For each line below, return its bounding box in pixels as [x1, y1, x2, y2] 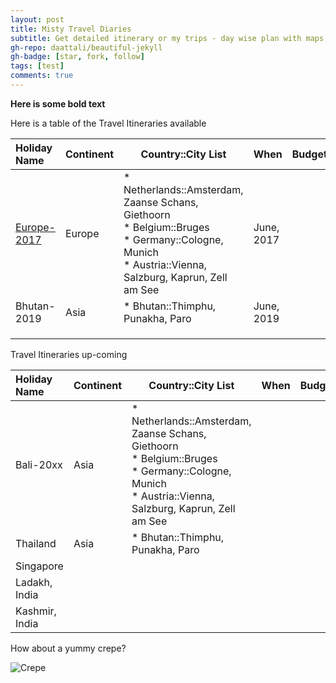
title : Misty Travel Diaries [10, 24, 132, 34]
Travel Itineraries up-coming [10, 348, 128, 360]
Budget [291, 147, 328, 161]
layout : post [10, 14, 65, 25]
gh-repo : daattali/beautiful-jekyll [10, 42, 163, 53]
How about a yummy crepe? [10, 642, 127, 654]
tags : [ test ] [10, 61, 65, 71]
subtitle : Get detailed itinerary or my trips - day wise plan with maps [10, 33, 325, 43]
